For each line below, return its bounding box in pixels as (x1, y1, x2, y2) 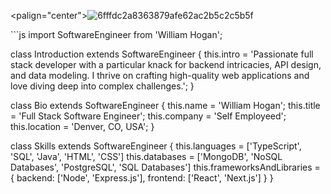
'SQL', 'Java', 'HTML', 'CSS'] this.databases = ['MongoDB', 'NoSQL (10, 151, 283, 162)
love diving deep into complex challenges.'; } (10, 80, 195, 92)
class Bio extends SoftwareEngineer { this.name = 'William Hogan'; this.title (10, 100, 321, 111)
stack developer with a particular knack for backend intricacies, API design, (10, 59, 322, 70)
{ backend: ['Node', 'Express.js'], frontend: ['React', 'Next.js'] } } (10, 172, 274, 184)
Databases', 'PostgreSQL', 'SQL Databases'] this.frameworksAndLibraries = (10, 161, 321, 173)
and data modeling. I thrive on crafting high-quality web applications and (10, 70, 310, 81)
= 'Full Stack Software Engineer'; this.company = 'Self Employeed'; (10, 110, 287, 122)
